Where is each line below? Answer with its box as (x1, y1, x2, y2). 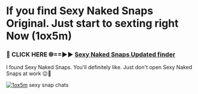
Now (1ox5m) (6, 30, 72, 43)
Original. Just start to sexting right (6, 17, 179, 30)
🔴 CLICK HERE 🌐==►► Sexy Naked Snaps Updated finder (6, 50, 176, 59)
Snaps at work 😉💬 (6, 70, 51, 77)
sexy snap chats (28, 82, 69, 89)
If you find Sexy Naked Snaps (6, 4, 154, 18)
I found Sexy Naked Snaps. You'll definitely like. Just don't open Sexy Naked (6, 64, 193, 71)
